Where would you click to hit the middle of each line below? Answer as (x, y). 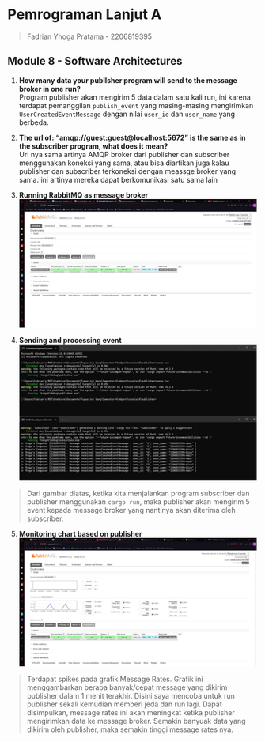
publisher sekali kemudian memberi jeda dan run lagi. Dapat (124, 704)
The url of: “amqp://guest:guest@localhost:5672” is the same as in (132, 137)
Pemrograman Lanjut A (85, 15)
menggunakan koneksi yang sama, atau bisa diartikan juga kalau (124, 163)
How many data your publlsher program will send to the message (128, 80)
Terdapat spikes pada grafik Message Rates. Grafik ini (115, 679)
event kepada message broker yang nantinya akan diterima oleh (131, 510)
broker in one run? (49, 89)
